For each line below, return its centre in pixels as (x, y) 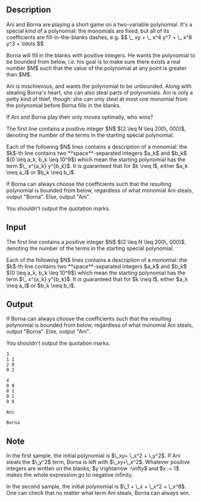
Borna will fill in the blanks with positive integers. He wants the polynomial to (101, 55)
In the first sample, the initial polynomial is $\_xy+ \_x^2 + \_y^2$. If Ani (94, 456)
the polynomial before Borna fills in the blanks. (64, 105)
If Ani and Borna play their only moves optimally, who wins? (80, 117)
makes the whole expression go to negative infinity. (70, 475)
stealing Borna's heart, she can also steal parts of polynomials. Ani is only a (100, 92)
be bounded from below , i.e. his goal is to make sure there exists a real (94, 61)
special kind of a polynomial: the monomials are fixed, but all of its (88, 31)
